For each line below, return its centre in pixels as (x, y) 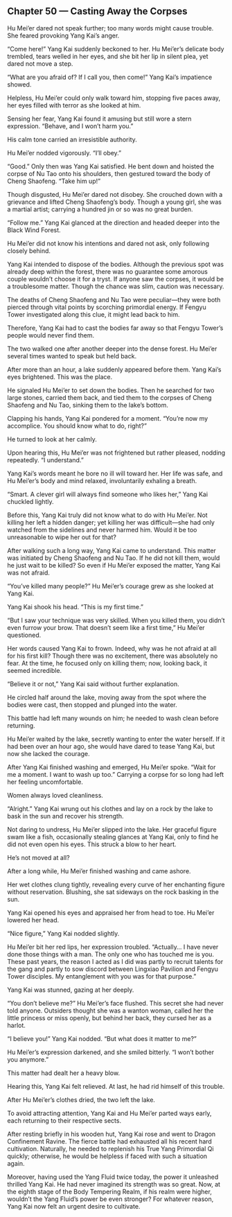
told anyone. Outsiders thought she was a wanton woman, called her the (110, 1010)
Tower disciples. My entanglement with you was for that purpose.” (102, 976)
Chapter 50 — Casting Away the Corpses (98, 11)
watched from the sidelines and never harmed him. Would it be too (102, 529)
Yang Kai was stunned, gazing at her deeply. (71, 990)
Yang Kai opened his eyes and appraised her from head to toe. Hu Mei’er (111, 912)
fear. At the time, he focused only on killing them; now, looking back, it (107, 663)
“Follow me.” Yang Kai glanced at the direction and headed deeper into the (114, 222)
